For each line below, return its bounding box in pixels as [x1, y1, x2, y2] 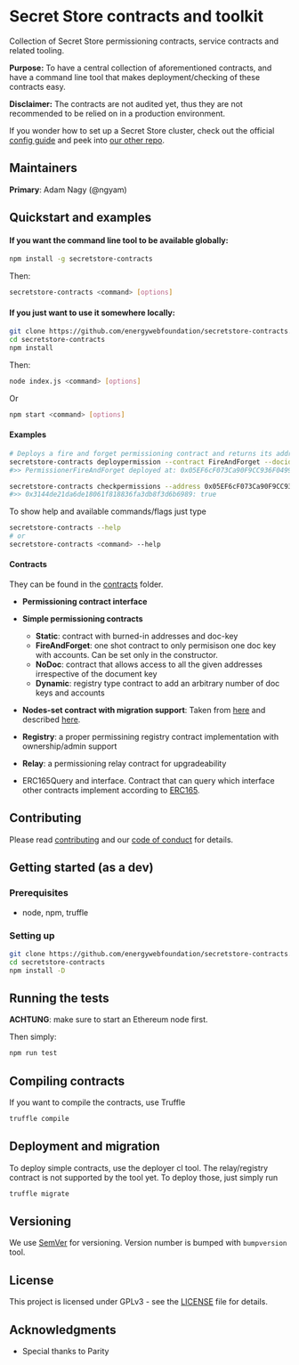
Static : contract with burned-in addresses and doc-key [35, 630, 238, 642]
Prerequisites [9, 887, 69, 899]
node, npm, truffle [21, 906, 89, 918]
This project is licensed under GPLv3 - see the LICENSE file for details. [9, 1296, 269, 1307]
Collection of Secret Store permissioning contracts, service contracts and [9, 36, 279, 46]
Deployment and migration [9, 1139, 160, 1154]
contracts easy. [9, 81, 66, 92]
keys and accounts [35, 687, 105, 698]
